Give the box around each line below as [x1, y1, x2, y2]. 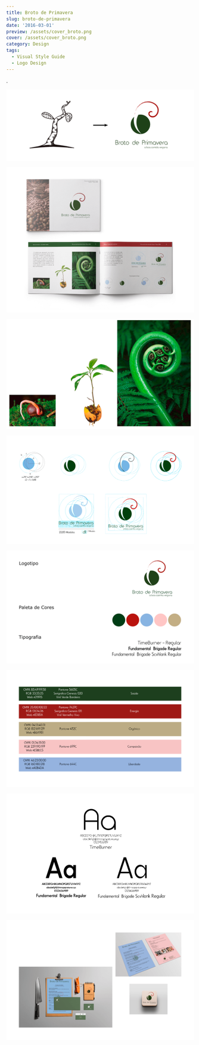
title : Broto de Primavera [6, 10, 73, 16]
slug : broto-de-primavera [6, 16, 70, 22]
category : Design [6, 41, 49, 47]
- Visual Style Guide [11, 54, 66, 60]
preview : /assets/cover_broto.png [6, 29, 92, 35]
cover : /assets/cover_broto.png [6, 35, 86, 41]
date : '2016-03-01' [6, 22, 55, 28]
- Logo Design [11, 60, 46, 66]
